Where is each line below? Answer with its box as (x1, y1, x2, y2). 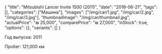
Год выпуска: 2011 (4, 34, 42, 40)
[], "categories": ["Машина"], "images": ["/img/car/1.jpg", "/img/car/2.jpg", (4, 9, 154, 15)
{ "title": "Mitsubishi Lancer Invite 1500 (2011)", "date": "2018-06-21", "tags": (4, 4, 158, 10)
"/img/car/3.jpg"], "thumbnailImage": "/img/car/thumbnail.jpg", (4, 15, 130, 20)
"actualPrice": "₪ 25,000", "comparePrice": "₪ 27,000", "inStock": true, (4, 19, 148, 25)
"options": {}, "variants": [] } (4, 25, 61, 31)
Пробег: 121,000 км (4, 44, 45, 49)
